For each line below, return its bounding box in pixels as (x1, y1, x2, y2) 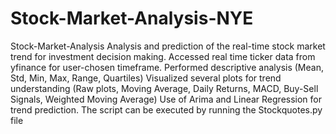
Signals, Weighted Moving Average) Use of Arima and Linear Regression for (10, 93, 323, 105)
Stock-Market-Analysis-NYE (10, 7, 254, 30)
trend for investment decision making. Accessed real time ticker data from (10, 50, 316, 62)
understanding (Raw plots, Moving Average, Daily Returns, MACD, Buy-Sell (10, 82, 319, 94)
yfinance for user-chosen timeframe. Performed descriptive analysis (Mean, (10, 61, 324, 73)
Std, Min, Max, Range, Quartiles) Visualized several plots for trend (10, 72, 282, 84)
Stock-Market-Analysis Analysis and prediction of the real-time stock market (10, 40, 326, 52)
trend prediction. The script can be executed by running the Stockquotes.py (10, 103, 323, 116)
